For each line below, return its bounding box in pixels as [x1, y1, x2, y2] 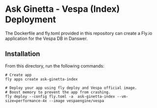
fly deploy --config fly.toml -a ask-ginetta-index [5, 94, 115, 99]
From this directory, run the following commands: [5, 63, 105, 69]
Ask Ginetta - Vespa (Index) [5, 3, 120, 15]
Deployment [5, 14, 56, 25]
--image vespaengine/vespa [49, 98, 105, 103]
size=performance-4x [5, 98, 48, 103]
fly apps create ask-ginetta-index [5, 76, 78, 82]
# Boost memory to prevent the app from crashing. [5, 90, 111, 95]
